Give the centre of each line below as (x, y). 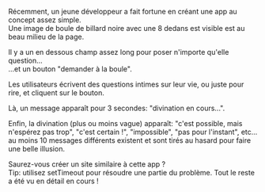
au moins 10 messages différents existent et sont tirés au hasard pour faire (130, 140)
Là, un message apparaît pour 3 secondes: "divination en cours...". (117, 108)
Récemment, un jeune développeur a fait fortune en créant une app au (123, 12)
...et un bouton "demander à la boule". (70, 69)
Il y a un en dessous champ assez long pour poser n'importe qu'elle (119, 52)
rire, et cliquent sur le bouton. (56, 93)
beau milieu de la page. (46, 36)
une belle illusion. (37, 149)
